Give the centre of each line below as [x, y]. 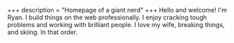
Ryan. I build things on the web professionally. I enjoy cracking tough [107, 17]
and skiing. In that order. [43, 32]
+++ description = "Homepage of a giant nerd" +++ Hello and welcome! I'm [117, 10]
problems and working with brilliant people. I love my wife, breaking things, [116, 25]
